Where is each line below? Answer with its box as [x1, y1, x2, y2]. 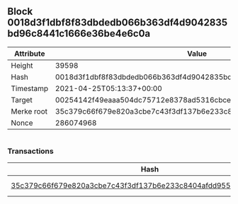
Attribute [13, 49, 45, 59]
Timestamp [11, 83, 49, 93]
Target [11, 95, 33, 104]
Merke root [11, 106, 48, 116]
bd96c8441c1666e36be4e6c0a [7, 28, 151, 40]
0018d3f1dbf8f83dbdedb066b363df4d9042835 [7, 17, 228, 29]
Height [11, 60, 33, 70]
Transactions [7, 146, 55, 156]
